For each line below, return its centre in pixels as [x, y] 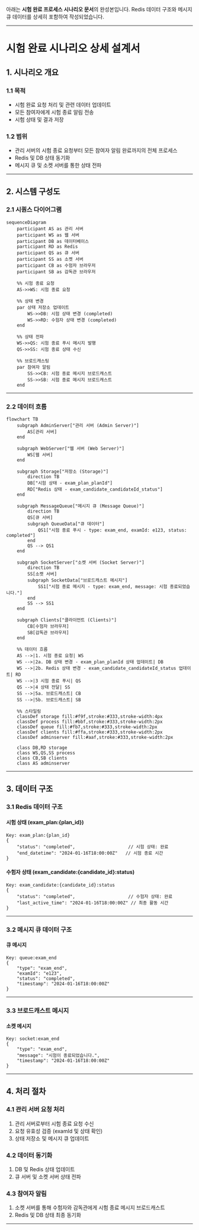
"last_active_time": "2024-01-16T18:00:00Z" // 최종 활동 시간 [93, 903]
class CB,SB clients [42, 758]
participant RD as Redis [47, 246]
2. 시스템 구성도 [33, 192]
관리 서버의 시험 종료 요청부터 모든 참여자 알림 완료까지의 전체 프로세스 [96, 150]
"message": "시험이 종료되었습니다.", [58, 1056]
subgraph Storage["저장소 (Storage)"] [63, 472]
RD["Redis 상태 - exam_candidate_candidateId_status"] [95, 489]
